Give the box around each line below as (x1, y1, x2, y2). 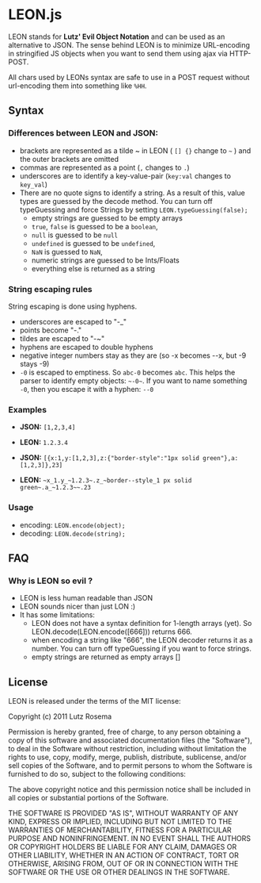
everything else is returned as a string (31, 263, 156, 273)
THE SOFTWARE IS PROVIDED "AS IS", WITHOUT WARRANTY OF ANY (8, 808, 239, 818)
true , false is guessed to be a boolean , (31, 221, 158, 231)
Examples (8, 404, 47, 415)
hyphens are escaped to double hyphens (19, 342, 153, 351)
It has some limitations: (19, 610, 95, 620)
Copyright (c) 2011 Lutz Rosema (8, 712, 112, 721)
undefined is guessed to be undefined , (31, 238, 156, 248)
